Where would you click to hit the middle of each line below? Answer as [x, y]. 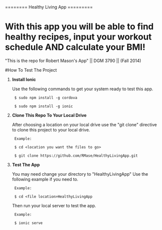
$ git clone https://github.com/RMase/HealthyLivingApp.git [76, 156]
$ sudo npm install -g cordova [46, 98]
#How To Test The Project [31, 70]
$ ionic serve [29, 223]
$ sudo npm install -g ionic [44, 106]
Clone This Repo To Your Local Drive [49, 115]
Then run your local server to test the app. [54, 205]
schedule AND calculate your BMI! [75, 47]
